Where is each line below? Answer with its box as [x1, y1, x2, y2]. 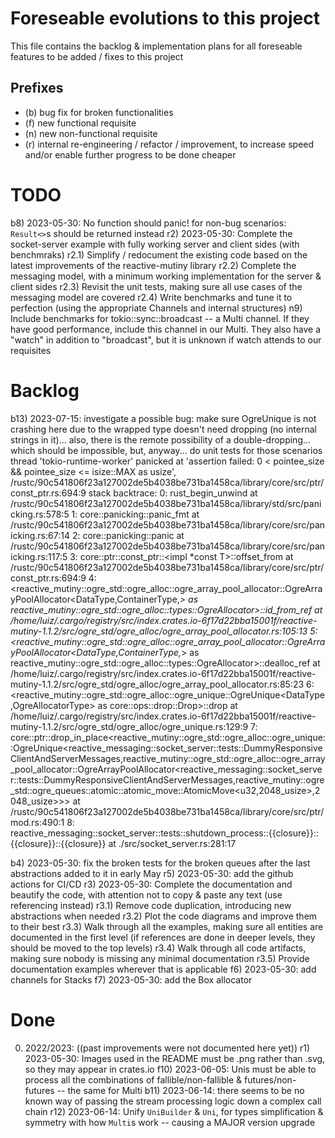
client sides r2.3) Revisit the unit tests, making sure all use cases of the [10, 280, 303, 292]
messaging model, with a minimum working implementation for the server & [10, 270, 322, 282]
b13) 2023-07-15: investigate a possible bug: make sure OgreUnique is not [10, 412, 317, 424]
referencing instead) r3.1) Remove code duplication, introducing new [10, 899, 292, 911]
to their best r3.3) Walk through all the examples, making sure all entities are [10, 920, 324, 932]
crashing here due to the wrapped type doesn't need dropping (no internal [10, 423, 317, 435]
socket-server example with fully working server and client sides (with [10, 238, 300, 250]
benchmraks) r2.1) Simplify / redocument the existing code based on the [10, 248, 308, 261]
